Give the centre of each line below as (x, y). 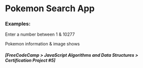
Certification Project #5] (30, 60)
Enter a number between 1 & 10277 (40, 34)
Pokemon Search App (50, 9)
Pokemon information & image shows (42, 44)
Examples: (18, 24)
